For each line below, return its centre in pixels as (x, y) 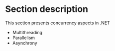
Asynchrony (25, 43)
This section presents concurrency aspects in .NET (58, 23)
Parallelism (24, 38)
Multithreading (27, 32)
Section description (47, 9)
